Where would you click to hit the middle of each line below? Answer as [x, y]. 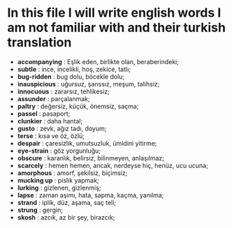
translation [39, 43]
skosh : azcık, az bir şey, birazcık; [66, 217]
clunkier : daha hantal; [50, 121]
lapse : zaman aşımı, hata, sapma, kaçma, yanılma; [90, 195]
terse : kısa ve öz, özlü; [51, 136]
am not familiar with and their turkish [116, 28]
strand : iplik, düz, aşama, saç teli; [67, 202]
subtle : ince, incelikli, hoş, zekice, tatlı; [74, 69]
